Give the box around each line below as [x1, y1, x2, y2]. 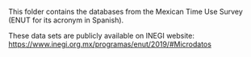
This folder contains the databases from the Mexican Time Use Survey [8, 7, 244, 16]
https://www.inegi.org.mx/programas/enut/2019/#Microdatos [8, 39, 212, 49]
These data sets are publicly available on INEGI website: [8, 31, 195, 40]
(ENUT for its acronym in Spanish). [8, 15, 124, 25]
